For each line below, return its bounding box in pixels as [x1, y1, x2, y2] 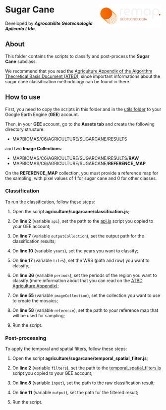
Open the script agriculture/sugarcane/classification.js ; [12, 208, 130, 214]
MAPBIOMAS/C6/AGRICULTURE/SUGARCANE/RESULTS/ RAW [12, 155, 139, 161]
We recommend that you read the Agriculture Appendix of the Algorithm [5, 68, 153, 74]
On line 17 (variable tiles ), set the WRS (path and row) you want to [12, 257, 150, 263]
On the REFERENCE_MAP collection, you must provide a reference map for [5, 170, 159, 176]
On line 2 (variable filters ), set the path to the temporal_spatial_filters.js [12, 365, 161, 371]
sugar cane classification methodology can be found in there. [5, 78, 131, 84]
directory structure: [5, 126, 45, 132]
